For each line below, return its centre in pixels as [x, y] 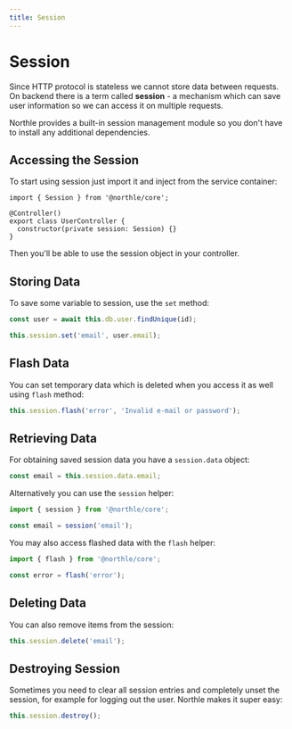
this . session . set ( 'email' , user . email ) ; [85, 336]
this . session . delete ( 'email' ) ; [67, 641]
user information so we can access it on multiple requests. [117, 105]
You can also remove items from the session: [92, 625]
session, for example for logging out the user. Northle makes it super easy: [146, 700]
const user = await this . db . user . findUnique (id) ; [103, 319]
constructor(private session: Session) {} [97, 229]
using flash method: [47, 394]
